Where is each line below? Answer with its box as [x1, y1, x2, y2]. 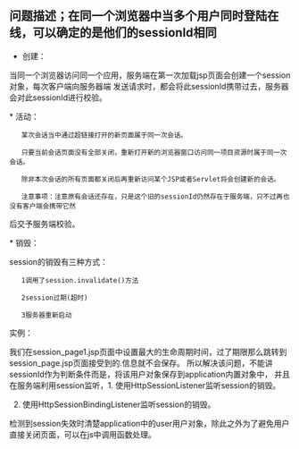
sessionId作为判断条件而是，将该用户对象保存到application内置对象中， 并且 [9, 369, 291, 379]
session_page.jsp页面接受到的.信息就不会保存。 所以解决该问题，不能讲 [9, 357, 273, 369]
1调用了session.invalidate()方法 [21, 275, 139, 284]
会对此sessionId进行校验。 [9, 92, 107, 103]
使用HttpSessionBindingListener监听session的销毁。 [21, 399, 216, 410]
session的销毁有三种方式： [9, 256, 109, 267]
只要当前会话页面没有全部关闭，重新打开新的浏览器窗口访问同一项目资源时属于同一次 [21, 148, 287, 157]
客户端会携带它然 [21, 201, 76, 210]
